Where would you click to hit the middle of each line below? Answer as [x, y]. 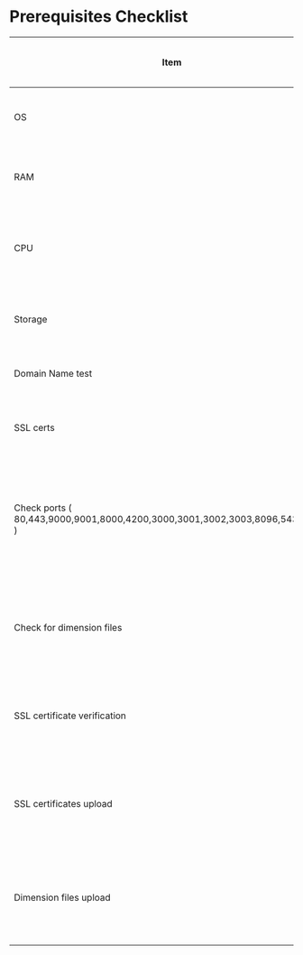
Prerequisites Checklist [99, 17]
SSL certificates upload [63, 803]
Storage [31, 319]
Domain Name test [53, 373]
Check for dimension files [68, 627]
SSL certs [35, 427]
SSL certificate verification [70, 716]
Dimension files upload [62, 897]
